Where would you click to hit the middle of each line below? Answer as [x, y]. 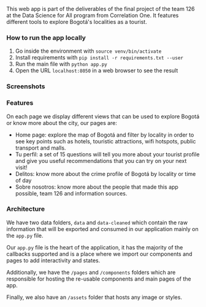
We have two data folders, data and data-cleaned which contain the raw [97, 222]
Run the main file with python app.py [61, 64]
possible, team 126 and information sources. [71, 193]
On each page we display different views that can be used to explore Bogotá [103, 116]
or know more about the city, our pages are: [62, 123]
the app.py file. [25, 235]
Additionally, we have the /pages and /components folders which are [91, 272]
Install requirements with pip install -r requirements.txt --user [99, 58]
